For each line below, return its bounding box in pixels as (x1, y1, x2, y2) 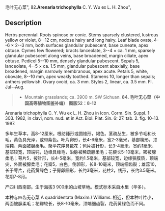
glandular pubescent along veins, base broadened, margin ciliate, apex (5, 53, 149, 58)
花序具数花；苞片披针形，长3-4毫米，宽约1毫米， (56, 143, 156, 149)
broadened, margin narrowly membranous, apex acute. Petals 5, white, (5, 68, 148, 74)
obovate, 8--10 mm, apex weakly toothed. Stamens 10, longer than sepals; (5, 73, 156, 79)
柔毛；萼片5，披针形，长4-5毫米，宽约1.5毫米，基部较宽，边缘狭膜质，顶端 (5, 155, 158, 161)
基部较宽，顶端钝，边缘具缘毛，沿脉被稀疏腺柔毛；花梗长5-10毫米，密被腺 (5, 149, 156, 155)
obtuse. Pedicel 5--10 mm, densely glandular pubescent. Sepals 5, (5, 58, 140, 64)
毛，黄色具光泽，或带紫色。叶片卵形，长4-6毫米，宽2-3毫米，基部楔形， (5, 136, 153, 142)
